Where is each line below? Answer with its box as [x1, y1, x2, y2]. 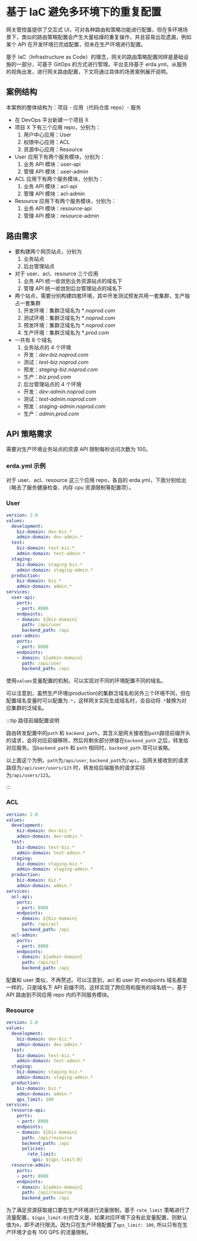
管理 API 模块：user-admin [23, 168, 89, 175]
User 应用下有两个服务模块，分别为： [14, 153, 105, 160]
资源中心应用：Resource [23, 146, 83, 153]
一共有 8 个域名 [14, 336, 52, 343]
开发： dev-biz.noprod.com [23, 351, 89, 358]
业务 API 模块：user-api [23, 160, 81, 168]
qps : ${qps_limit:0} [32, 1157, 83, 1163]
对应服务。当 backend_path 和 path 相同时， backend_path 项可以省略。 [6, 744, 173, 751]
